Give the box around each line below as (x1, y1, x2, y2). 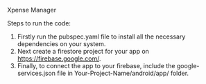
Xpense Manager (7, 6, 57, 14)
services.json (17, 69, 56, 77)
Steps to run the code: (7, 19, 71, 27)
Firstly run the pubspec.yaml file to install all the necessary (17, 32, 186, 41)
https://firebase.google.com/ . (17, 54, 101, 63)
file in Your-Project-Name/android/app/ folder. (57, 69, 189, 77)
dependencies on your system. (17, 40, 106, 48)
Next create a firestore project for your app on (17, 48, 149, 55)
